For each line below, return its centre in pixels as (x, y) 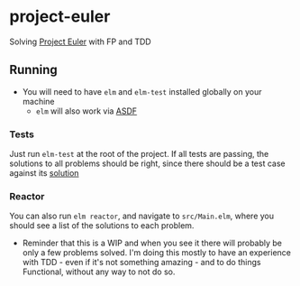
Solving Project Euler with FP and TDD (80, 42)
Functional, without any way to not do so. (99, 272)
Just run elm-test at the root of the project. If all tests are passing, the (139, 154)
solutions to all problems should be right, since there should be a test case (147, 163)
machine (39, 101)
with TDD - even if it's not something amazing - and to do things (141, 263)
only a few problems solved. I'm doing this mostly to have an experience (156, 253)
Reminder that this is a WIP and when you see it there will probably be (152, 243)
